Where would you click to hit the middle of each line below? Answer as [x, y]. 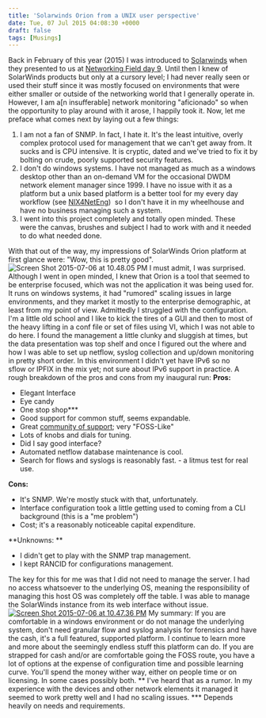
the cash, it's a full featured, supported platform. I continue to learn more [127, 639]
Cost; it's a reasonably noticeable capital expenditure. [108, 525]
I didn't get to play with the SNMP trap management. [105, 555]
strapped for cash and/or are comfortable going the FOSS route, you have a [132, 655]
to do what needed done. [61, 236]
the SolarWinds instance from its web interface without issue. [108, 605]
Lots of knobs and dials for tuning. [76, 435]
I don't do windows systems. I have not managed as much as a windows [137, 168]
